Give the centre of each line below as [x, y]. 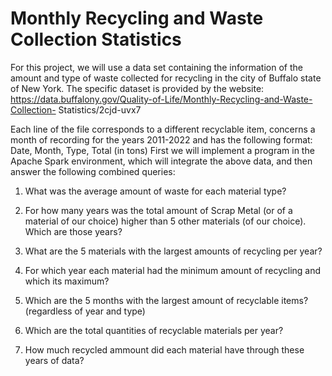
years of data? [54, 360]
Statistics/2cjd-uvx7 [100, 109]
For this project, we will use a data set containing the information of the [156, 67]
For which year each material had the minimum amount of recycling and [173, 270]
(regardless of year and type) [85, 311]
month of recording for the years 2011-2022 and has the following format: [161, 139]
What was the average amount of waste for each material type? [155, 191]
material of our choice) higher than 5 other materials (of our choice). [165, 221]
